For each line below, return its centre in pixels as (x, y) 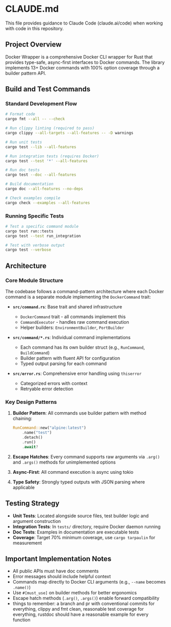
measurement (27, 543)
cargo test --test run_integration (43, 236)
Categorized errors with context (54, 383)
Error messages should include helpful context (62, 576)
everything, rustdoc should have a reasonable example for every (81, 614)
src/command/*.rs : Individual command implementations (72, 337)
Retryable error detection (47, 389)
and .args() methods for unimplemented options (64, 462)
